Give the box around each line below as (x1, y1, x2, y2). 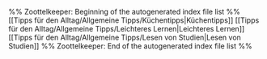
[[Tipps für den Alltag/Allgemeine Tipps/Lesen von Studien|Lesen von (8, 32, 241, 42)
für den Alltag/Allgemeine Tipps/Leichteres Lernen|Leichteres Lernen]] (8, 24, 245, 33)
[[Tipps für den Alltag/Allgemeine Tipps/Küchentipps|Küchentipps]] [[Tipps (8, 15, 260, 25)
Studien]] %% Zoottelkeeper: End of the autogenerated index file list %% (8, 41, 252, 51)
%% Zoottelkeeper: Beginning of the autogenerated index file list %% (8, 7, 241, 16)
